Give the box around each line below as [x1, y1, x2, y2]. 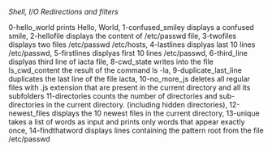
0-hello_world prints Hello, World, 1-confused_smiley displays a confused [8, 23, 254, 32]
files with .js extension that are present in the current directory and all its [8, 82, 251, 92]
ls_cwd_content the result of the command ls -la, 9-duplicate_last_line [8, 65, 242, 75]
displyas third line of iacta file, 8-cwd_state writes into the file [8, 57, 214, 66]
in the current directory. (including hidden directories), [45, 100, 228, 109]
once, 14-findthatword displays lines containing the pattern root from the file [8, 125, 264, 135]
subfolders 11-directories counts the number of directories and [8, 91, 218, 100]
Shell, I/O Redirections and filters [8, 7, 119, 16]
